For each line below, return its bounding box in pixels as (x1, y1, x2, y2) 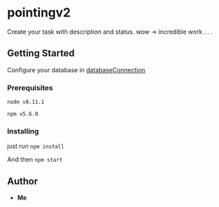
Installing (7, 126, 39, 135)
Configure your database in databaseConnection (7, 65, 146, 74)
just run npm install (7, 142, 65, 151)
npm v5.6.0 (7, 111, 39, 118)
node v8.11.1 (7, 98, 45, 106)
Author (7, 175, 38, 187)
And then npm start (7, 155, 63, 164)
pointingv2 (7, 5, 71, 21)
